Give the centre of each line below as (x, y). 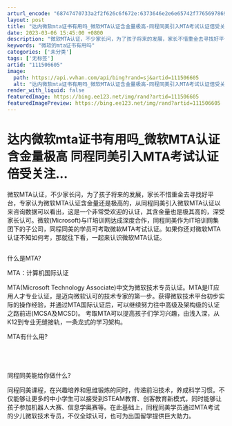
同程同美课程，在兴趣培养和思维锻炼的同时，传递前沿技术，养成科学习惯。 (113, 389)
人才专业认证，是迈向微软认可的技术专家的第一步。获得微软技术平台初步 (116, 296)
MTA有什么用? (28, 336)
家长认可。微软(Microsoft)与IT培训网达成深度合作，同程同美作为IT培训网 (110, 220)
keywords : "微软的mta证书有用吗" (51, 45)
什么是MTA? (24, 258)
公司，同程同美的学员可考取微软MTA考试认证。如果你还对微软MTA (126, 229)
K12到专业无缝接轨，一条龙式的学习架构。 (67, 322)
